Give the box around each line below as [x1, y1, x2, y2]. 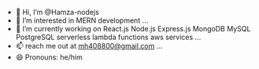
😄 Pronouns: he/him [15, 53, 83, 62]
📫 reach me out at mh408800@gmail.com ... [15, 42, 163, 50]
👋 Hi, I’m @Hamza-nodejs [15, 8, 100, 16]
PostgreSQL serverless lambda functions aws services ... [15, 32, 202, 42]
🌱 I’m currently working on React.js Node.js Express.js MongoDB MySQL [15, 24, 251, 33]
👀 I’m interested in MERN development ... [15, 16, 149, 25]
